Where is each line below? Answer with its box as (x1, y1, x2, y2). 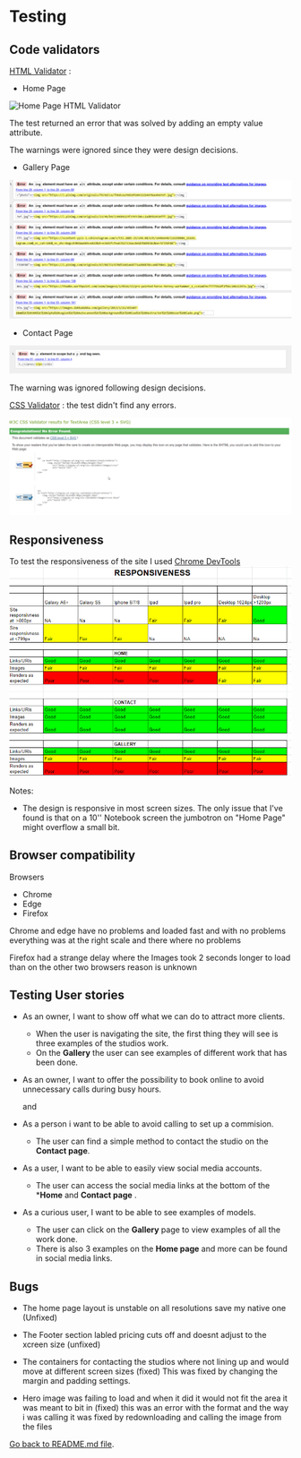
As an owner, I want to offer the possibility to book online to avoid (21, 1075, 264, 1085)
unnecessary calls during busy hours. (21, 1084, 162, 1094)
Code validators (9, 42, 100, 57)
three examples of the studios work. (35, 1038, 169, 1049)
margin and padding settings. (21, 1376, 132, 1386)
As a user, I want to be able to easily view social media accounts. (21, 1162, 262, 1174)
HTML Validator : (9, 65, 72, 76)
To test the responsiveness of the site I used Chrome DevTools (9, 556, 241, 567)
